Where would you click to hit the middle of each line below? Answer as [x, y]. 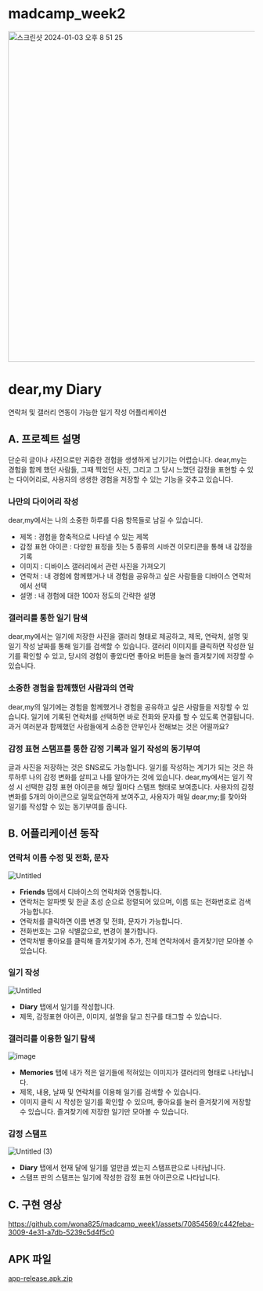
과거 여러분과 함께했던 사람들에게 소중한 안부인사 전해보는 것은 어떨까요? [119, 726]
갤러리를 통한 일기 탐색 [48, 618]
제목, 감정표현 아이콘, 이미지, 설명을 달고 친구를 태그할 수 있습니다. [121, 1016]
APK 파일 [30, 1259]
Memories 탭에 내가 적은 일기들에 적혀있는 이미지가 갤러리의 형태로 [123, 1073]
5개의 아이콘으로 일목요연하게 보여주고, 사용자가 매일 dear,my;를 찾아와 [138, 797]
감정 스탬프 [28, 1134]
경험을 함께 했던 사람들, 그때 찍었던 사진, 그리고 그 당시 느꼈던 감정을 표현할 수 [127, 469]
